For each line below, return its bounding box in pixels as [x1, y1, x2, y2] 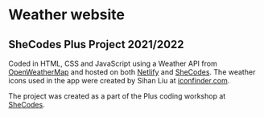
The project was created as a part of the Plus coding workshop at [8, 91, 226, 101]
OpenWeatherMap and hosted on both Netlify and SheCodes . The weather [8, 67, 256, 77]
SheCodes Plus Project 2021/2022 [8, 38, 184, 51]
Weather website [8, 6, 126, 24]
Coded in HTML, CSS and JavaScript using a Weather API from [8, 58, 217, 68]
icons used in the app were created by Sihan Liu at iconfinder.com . [8, 76, 230, 85]
